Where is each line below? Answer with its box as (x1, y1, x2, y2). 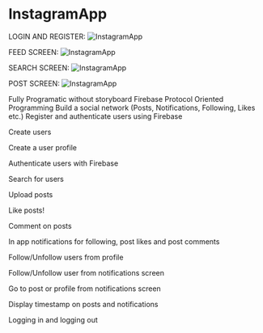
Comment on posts (8, 221, 72, 230)
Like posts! (8, 205, 45, 215)
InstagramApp (8, 5, 108, 23)
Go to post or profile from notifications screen (8, 284, 162, 293)
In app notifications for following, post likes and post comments (8, 236, 220, 247)
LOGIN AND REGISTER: (8, 32, 87, 41)
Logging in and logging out (8, 314, 99, 324)
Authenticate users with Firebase (8, 158, 119, 168)
